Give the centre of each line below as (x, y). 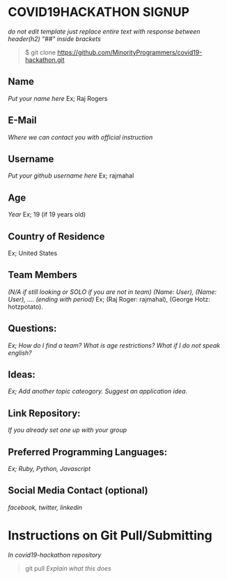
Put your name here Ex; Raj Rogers (58, 98)
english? (20, 353)
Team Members (42, 275)
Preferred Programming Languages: (88, 452)
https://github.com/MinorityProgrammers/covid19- (130, 52)
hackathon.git (45, 59)
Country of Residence (56, 237)
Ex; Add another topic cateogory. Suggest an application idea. (97, 392)
